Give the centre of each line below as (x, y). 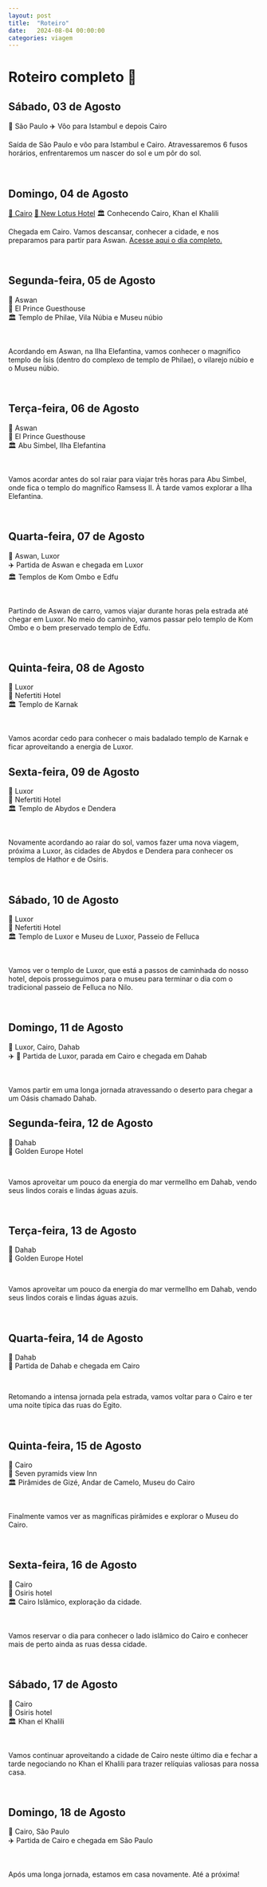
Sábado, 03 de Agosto (65, 106)
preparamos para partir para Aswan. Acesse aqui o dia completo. (116, 241)
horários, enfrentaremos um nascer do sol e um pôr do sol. (105, 153)
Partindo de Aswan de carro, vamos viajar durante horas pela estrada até (128, 610)
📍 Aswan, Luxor (34, 555)
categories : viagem (41, 38)
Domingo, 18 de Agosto (67, 1812)
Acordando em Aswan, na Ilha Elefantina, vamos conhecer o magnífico (124, 351)
